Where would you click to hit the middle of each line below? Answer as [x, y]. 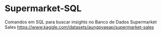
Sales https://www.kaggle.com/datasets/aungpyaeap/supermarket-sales [79, 27]
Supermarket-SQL [43, 9]
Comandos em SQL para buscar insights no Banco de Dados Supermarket [81, 22]
